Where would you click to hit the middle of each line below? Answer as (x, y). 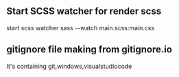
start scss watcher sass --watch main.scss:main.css (81, 27)
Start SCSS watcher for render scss (84, 11)
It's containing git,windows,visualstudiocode (69, 66)
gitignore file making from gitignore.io (89, 50)
